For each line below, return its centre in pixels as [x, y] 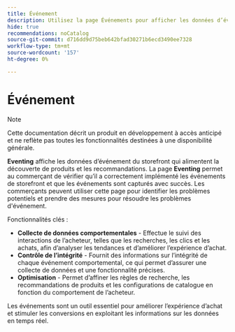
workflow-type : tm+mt [39, 46]
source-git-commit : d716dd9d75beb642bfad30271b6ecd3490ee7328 [100, 40]
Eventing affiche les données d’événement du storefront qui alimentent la [113, 161]
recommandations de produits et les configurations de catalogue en [115, 284]
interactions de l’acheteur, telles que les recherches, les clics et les [114, 240]
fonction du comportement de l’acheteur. [76, 292]
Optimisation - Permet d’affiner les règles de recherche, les [104, 277]
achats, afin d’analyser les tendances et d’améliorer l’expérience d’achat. [122, 247]
